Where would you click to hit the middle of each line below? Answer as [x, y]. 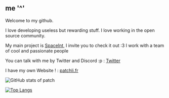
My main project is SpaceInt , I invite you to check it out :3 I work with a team [85, 45]
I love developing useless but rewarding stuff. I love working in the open [80, 30]
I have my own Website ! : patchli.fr [42, 70]
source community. [25, 35]
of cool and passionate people [37, 51]
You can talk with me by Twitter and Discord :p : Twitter [63, 61]
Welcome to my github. [29, 20]
